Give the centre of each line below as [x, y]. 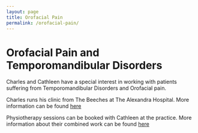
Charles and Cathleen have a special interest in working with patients [91, 82]
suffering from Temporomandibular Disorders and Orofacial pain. [86, 88]
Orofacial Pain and [53, 52]
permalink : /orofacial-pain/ [43, 23]
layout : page [22, 12]
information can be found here [44, 106]
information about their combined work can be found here [78, 124]
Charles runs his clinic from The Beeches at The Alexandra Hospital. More [98, 100]
